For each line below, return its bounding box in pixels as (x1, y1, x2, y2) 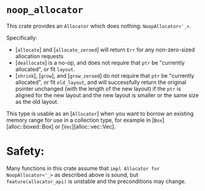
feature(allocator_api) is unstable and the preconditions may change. (6, 178, 187, 185)
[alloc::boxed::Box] (6, 122, 54, 130)
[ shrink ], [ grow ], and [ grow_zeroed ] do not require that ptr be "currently (15, 72, 195, 79)
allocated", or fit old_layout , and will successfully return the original (15, 78, 187, 86)
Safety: (6, 144, 45, 159)
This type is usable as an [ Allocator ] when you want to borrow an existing (6, 110, 194, 117)
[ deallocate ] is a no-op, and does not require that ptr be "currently (15, 59, 185, 66)
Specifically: (6, 34, 38, 41)
